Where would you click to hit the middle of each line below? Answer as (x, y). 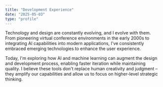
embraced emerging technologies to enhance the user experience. (73, 49)
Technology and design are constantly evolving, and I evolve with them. (78, 33)
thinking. (14, 79)
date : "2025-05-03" (25, 14)
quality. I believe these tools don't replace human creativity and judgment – (81, 69)
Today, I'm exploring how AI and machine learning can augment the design (81, 58)
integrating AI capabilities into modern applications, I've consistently (75, 43)
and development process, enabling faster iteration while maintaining (75, 64)
